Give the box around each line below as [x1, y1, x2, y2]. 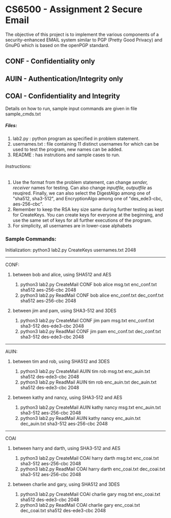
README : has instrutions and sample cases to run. [12, 152, 121, 158]
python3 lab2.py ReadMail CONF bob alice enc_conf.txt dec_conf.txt [20, 292, 164, 298]
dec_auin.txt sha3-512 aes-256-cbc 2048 [20, 420, 108, 427]
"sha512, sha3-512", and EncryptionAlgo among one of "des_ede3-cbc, [12, 195, 163, 201]
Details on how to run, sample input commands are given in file [5, 105, 137, 111]
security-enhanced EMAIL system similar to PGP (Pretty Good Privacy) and [5, 37, 163, 43]
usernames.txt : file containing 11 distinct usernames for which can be [12, 140, 159, 147]
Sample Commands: [5, 235, 57, 242]
